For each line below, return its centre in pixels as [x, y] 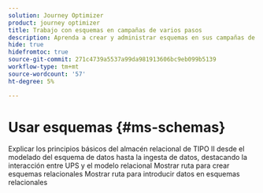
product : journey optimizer [54, 23]
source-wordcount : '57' [47, 74]
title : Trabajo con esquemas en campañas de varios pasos [105, 30]
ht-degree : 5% [31, 81]
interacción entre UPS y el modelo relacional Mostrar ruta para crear [119, 165]
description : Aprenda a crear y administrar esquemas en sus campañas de [132, 37]
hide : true [26, 45]
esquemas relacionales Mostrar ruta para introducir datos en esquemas [124, 174]
